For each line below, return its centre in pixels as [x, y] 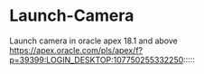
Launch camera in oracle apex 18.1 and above [93, 41]
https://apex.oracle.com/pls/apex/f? [76, 50]
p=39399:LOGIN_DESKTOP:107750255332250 [97, 60]
